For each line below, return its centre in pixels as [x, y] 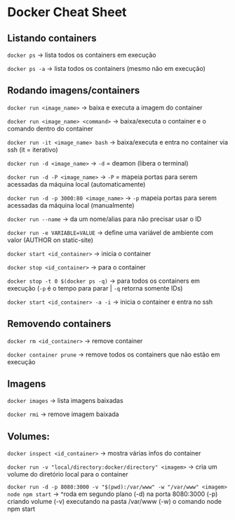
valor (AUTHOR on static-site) [50, 240]
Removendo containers [59, 324]
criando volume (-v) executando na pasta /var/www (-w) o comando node [115, 502]
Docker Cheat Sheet [67, 12]
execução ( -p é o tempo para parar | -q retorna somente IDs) [95, 288]
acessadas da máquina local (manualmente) [71, 205]
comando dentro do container [50, 128]
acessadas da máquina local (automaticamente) [76, 184]
